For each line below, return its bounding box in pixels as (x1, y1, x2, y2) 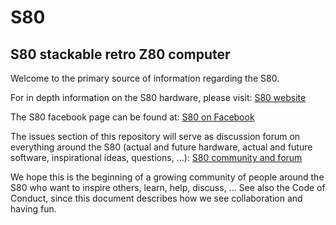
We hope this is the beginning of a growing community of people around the (10, 171, 325, 183)
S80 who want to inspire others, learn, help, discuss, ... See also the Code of (10, 182, 326, 193)
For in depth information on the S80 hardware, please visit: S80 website (10, 92, 307, 103)
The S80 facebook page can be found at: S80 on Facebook (10, 111, 255, 123)
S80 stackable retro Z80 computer (10, 46, 231, 63)
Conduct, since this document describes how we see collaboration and (10, 192, 303, 204)
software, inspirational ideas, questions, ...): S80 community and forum (10, 152, 303, 163)
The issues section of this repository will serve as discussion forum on (10, 131, 301, 142)
